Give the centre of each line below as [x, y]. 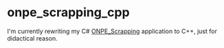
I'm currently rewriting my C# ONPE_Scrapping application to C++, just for [112, 31]
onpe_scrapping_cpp [68, 13]
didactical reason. [32, 38]
